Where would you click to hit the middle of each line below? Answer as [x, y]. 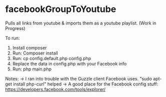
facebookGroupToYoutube [61, 9]
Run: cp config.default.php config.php [52, 58]
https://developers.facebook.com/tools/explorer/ [55, 89]
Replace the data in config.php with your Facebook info [69, 63]
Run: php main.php [32, 69]
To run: [12, 38]
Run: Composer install [35, 53]
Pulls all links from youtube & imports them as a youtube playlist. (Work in [81, 23]
